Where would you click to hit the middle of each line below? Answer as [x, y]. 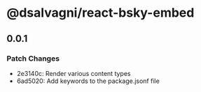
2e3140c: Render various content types [74, 73]
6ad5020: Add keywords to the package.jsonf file [88, 81]
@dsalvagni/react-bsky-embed [100, 13]
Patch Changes [33, 59]
